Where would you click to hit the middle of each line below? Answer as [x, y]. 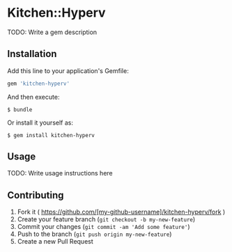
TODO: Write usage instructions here [60, 173]
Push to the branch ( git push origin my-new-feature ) [94, 234]
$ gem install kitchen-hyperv [51, 135]
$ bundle [20, 109]
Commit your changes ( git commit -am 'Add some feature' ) [103, 227]
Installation [32, 54]
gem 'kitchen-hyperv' [39, 84]
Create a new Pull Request [55, 242]
